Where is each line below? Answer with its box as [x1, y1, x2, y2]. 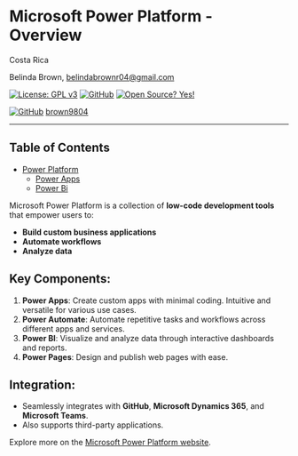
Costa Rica [9, 54, 49, 65]
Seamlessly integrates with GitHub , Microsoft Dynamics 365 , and [21, 401, 264, 412]
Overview [9, 25, 82, 45]
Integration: [9, 377, 76, 392]
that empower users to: [9, 209, 95, 220]
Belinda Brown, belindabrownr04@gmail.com [9, 71, 175, 82]
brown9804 [45, 106, 89, 116]
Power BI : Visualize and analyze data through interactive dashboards [21, 332, 275, 343]
